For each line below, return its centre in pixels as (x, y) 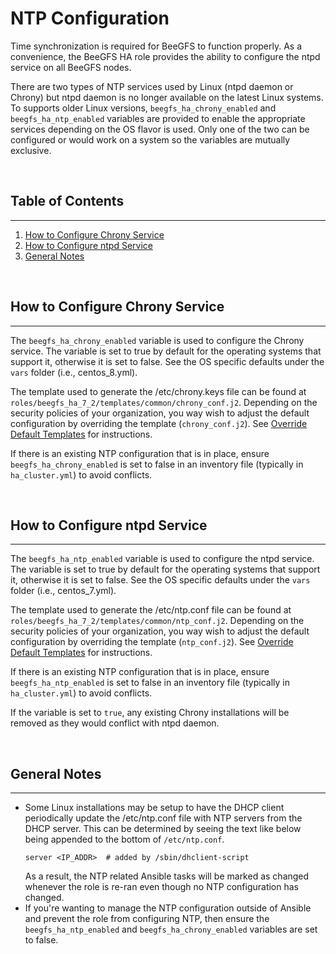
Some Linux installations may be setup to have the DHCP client (154, 808)
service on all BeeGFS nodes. (71, 67)
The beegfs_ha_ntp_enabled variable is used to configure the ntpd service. (162, 559)
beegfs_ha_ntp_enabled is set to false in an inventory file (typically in (150, 683)
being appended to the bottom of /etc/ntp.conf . (124, 839)
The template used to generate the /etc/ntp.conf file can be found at (151, 610)
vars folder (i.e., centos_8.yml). (74, 372)
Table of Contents (67, 201)
